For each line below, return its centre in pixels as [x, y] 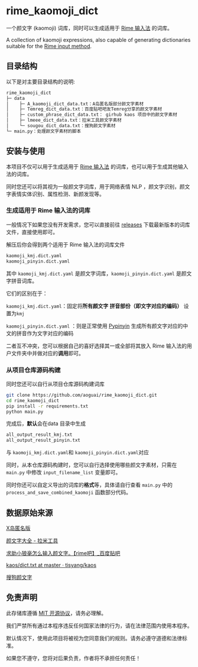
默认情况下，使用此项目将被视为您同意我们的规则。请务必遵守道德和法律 [94, 638]
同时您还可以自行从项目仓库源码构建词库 [55, 384]
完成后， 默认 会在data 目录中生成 [46, 423]
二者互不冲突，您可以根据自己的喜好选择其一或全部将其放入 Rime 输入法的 [97, 346]
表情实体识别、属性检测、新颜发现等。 [58, 194]
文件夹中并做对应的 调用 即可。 [47, 353]
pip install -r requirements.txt [47, 406]
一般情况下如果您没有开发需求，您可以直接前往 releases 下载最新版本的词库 [98, 224]
